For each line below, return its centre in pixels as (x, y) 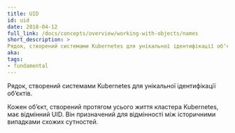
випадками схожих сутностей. (53, 121)
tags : (15, 59)
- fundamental (28, 66)
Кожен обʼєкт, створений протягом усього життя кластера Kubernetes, (113, 106)
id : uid (19, 20)
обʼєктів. (20, 93)
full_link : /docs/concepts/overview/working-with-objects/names (103, 33)
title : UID (23, 14)
